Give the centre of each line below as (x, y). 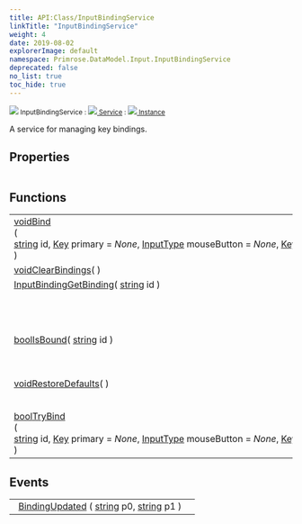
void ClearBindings (53, 270)
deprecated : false (44, 68)
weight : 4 (28, 34)
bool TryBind (40, 417)
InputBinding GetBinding (64, 285)
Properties (40, 157)
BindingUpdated (53, 507)
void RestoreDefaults (57, 384)
